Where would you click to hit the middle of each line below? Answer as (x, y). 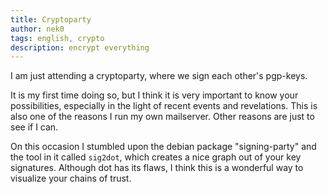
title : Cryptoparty (51, 19)
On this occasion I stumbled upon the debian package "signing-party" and (163, 147)
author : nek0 (37, 29)
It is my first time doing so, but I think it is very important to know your (154, 95)
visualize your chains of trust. (71, 178)
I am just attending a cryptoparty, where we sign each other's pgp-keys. (159, 76)
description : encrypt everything (80, 47)
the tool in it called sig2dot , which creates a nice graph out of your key (156, 157)
